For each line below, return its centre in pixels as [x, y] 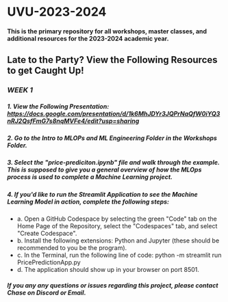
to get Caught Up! [46, 71]
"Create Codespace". [47, 234]
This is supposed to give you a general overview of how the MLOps [104, 170]
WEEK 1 [20, 90]
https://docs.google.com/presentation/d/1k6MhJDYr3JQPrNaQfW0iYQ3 [114, 113]
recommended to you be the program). [72, 248]
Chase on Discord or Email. [47, 292]
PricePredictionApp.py [49, 262]
